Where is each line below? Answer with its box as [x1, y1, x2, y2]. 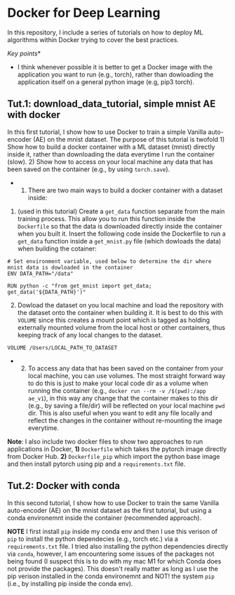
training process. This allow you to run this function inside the [17, 214, 196, 222]
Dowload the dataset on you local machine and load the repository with [17, 300, 224, 309]
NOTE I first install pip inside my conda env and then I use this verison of [7, 527, 218, 535]
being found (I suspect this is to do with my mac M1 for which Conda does [7, 556, 222, 566]
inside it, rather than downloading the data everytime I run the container [7, 149, 215, 159]
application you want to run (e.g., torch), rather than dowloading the [17, 70, 214, 79]
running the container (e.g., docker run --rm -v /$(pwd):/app [27, 386, 206, 394]
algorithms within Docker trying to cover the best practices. [7, 35, 179, 44]
